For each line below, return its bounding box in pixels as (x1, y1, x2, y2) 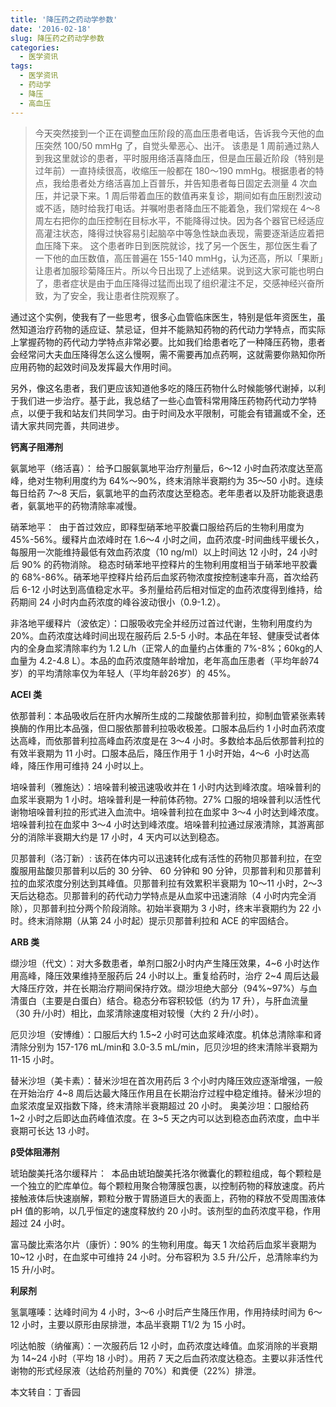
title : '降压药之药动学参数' (10, 14, 118, 25)
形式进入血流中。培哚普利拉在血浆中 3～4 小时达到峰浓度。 (79, 806, 325, 818)
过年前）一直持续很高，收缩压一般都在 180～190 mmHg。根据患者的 (34, 164, 316, 176)
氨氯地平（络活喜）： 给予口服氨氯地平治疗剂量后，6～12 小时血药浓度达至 (10, 462, 315, 474)
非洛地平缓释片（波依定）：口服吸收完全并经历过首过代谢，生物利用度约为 (10, 617, 313, 629)
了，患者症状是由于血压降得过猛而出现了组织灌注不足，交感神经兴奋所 (34, 277, 325, 289)
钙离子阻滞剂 (10, 441, 63, 453)
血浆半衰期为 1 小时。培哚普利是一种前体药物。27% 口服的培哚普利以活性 (10, 793, 312, 805)
